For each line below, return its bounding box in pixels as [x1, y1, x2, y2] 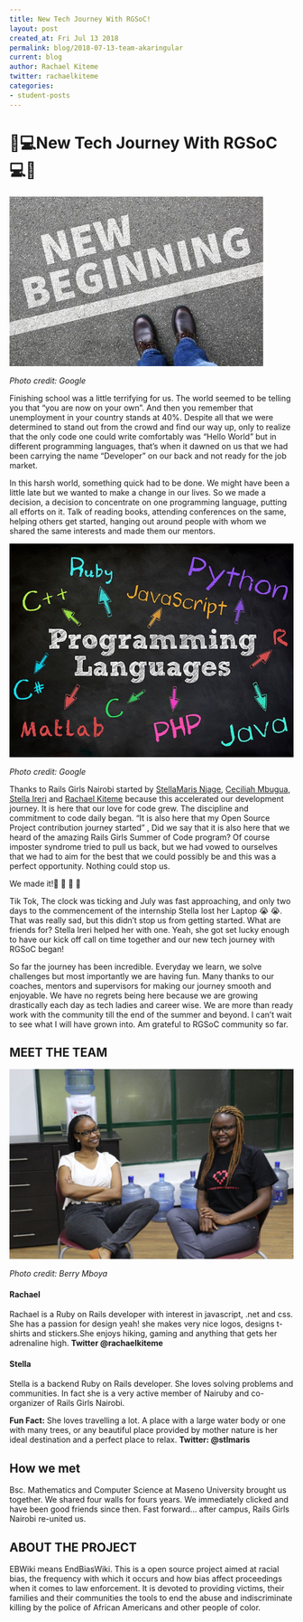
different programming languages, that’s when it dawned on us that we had [9, 440, 289, 451]
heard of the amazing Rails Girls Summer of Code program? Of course [9, 832, 271, 843]
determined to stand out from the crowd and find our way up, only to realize [9, 421, 291, 432]
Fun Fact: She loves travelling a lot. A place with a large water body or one [9, 1415, 286, 1426]
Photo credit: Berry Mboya [9, 1268, 108, 1279]
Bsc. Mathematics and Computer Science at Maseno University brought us [9, 1485, 287, 1495]
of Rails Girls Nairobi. [46, 1398, 125, 1409]
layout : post [9, 24, 59, 33]
